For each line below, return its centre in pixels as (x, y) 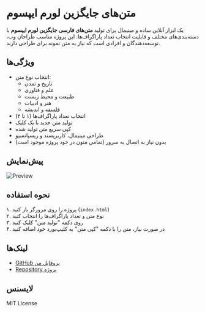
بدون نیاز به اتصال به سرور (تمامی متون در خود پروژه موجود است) (91, 142)
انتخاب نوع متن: (33, 77)
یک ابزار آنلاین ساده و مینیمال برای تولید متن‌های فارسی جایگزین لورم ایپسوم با (95, 30)
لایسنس (20, 288)
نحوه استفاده (28, 194)
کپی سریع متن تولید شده (43, 129)
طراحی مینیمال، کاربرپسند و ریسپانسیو (59, 135)
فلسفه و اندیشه (42, 109)
